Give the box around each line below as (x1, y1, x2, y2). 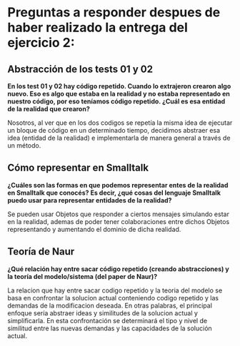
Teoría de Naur (7, 245, 75, 258)
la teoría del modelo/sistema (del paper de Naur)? (7, 272, 158, 280)
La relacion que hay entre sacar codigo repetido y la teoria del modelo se (7, 286, 223, 295)
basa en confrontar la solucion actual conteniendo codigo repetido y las (7, 293, 219, 302)
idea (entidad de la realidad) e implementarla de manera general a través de (7, 133, 231, 142)
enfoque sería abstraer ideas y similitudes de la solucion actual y (7, 308, 199, 317)
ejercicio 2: (7, 35, 75, 51)
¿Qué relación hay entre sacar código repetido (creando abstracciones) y (7, 265, 230, 273)
